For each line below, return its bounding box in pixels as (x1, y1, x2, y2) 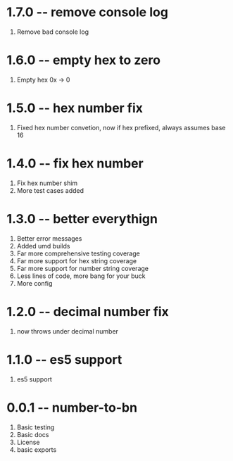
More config (16, 279, 53, 287)
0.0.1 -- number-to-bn (6, 399, 138, 415)
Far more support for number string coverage (16, 264, 149, 272)
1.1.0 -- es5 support (6, 351, 122, 367)
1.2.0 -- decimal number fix (6, 303, 170, 320)
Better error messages (16, 234, 82, 243)
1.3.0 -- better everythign (6, 210, 158, 227)
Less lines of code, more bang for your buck (16, 272, 146, 280)
